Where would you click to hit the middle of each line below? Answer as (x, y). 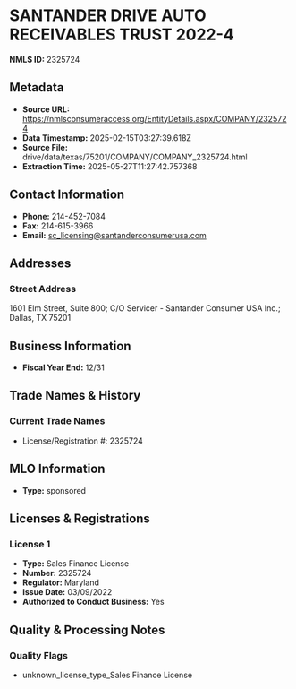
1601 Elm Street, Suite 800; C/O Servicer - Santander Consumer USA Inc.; (145, 308)
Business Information (70, 346)
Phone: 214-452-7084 (63, 216)
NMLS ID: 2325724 (45, 59)
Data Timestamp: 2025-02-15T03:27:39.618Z (107, 138)
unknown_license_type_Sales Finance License (107, 675)
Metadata (37, 87)
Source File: (45, 147)
